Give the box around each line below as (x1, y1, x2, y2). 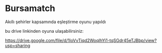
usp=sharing (5, 42, 31, 48)
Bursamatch (5, 3, 55, 14)
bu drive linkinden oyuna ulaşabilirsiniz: (5, 28, 84, 34)
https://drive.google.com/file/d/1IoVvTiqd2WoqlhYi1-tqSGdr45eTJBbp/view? (5, 37, 157, 43)
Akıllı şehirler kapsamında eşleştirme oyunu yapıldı (5, 19, 106, 25)
